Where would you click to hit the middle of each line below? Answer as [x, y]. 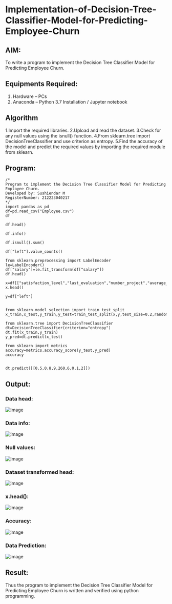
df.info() [16, 234]
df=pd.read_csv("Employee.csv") [40, 211]
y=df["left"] [19, 297]
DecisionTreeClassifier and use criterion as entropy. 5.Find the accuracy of [84, 141]
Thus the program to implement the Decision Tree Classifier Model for [79, 585]
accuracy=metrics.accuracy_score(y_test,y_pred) [58, 350]
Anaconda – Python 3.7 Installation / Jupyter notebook [70, 102]
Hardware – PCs [30, 96]
